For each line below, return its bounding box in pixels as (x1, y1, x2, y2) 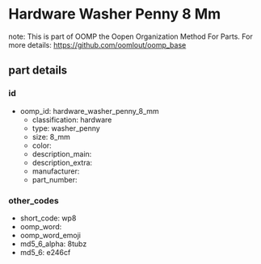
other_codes (8, 195, 59, 206)
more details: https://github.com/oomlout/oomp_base (8, 40, 187, 49)
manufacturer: (32, 166, 80, 176)
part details (8, 64, 68, 78)
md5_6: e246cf (19, 247, 71, 257)
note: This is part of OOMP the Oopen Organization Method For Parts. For (8, 31, 253, 41)
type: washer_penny (32, 123, 101, 133)
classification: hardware (32, 115, 112, 124)
